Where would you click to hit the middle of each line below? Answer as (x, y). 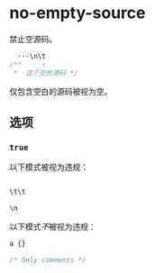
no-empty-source (77, 13)
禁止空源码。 (33, 39)
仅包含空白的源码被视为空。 (61, 91)
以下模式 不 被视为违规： (53, 227)
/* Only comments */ (48, 259)
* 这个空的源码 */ (46, 73)
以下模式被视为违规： (49, 167)
